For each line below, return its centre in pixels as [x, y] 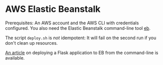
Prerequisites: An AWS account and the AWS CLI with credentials [72, 23]
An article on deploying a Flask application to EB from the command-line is [82, 53]
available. [15, 58]
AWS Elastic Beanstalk [53, 9]
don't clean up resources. [32, 43]
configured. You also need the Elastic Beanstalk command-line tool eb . [78, 28]
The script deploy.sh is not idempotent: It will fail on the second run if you [81, 38]
